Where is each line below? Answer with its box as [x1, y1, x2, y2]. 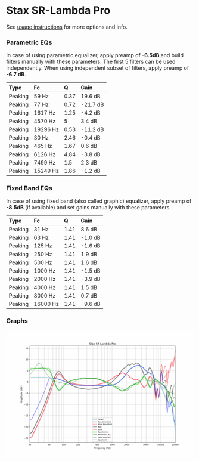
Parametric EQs [6, 38, 52, 47]
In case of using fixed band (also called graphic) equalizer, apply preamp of [6, 197, 192, 205]
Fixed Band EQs [6, 184, 52, 192]
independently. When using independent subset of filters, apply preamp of [6, 64, 189, 72]
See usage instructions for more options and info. [6, 23, 128, 30]
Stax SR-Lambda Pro [6, 4, 111, 17]
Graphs [6, 317, 28, 325]
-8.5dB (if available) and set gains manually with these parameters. [6, 204, 172, 211]
